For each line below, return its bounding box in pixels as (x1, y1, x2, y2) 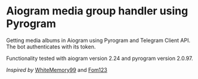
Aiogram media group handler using (6, 4, 188, 18)
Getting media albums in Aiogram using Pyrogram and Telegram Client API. (6, 37, 191, 44)
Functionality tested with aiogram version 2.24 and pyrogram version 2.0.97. (6, 54, 193, 62)
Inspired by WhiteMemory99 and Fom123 (6, 66, 107, 73)
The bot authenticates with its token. (6, 43, 96, 50)
